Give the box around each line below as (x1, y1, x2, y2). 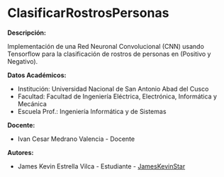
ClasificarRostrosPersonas (7, 5, 169, 21)
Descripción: (7, 28, 46, 37)
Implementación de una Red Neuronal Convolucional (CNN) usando (7, 42, 204, 50)
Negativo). (7, 57, 38, 65)
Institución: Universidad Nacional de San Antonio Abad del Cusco (17, 84, 209, 93)
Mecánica (17, 99, 47, 108)
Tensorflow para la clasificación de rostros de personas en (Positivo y (7, 50, 211, 58)
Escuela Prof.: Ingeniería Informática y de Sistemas (17, 107, 167, 115)
